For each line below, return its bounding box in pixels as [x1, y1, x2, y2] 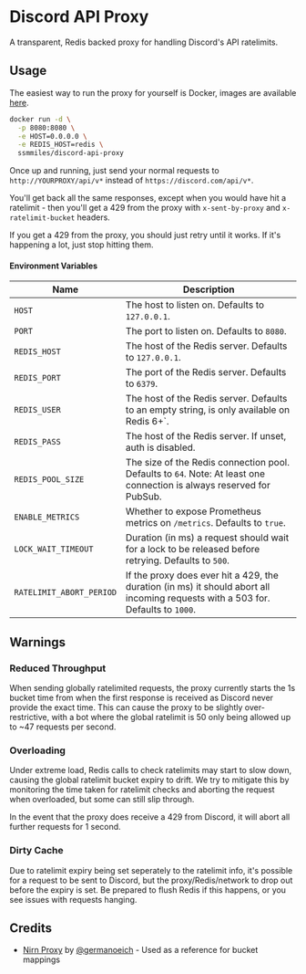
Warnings [9, 634, 66, 650]
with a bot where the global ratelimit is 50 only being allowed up [51, 712, 291, 723]
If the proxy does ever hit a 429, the [126, 569, 280, 581]
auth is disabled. [126, 441, 196, 454]
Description [182, 283, 235, 296]
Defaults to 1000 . [126, 603, 196, 616]
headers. [76, 212, 111, 223]
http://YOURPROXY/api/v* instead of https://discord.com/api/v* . [9, 175, 254, 186]
